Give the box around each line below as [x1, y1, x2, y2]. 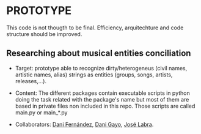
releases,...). [15, 77, 47, 84]
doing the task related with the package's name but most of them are [15, 95, 189, 103]
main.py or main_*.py [15, 108, 68, 116]
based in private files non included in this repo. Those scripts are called [15, 102, 196, 110]
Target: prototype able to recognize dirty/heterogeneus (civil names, [15, 64, 188, 72]
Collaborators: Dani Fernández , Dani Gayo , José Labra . [15, 121, 154, 128]
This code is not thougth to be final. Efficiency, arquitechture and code [6, 24, 184, 31]
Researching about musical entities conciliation [6, 48, 191, 59]
